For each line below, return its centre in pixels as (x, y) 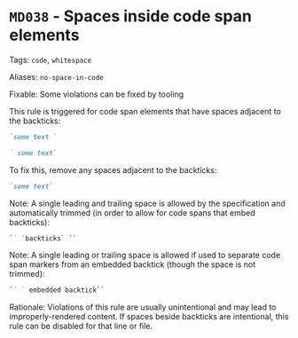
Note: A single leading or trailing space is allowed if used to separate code (145, 255)
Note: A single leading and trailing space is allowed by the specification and (147, 203)
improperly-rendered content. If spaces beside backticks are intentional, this (149, 317)
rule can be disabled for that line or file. (81, 326)
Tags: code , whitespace (51, 59)
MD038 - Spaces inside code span (131, 16)
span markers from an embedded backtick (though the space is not (133, 264)
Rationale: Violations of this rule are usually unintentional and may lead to (143, 307)
